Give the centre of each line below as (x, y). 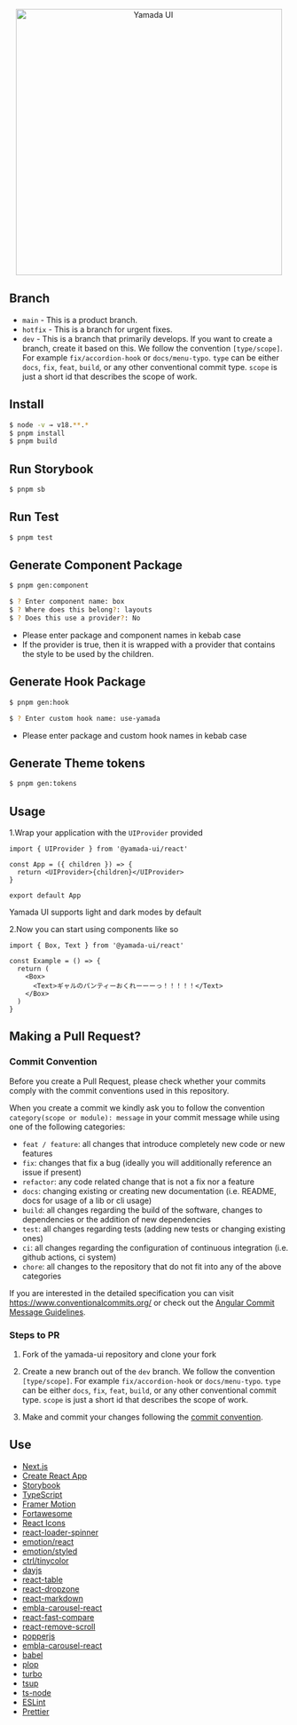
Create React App (55, 1476)
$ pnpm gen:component (49, 586)
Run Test (34, 517)
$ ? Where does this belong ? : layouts (81, 610)
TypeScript (42, 1494)
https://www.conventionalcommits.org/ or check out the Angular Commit (142, 1302)
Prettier (35, 1711)
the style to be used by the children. (88, 653)
